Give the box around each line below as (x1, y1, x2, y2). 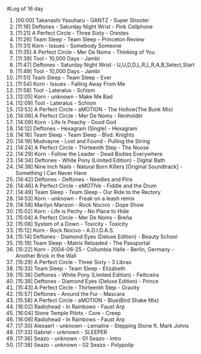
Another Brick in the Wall (15, 252, 77, 259)
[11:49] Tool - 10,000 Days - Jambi (15, 68, 100, 74)
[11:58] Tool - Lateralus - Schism (15, 87, 95, 93)
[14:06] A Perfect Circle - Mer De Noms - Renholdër (15, 112, 143, 119)
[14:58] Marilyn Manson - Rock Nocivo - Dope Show (15, 201, 144, 208)
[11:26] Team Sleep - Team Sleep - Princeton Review (15, 36, 145, 43)
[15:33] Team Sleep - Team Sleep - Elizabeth (15, 265, 126, 272)
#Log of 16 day (7, 5, 44, 12)
